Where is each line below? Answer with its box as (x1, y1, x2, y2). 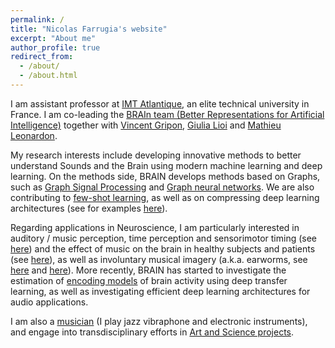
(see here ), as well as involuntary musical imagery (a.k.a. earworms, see (10, 253, 308, 265)
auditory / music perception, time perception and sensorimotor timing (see (10, 232, 317, 244)
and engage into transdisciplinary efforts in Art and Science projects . (10, 326, 295, 338)
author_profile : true (10, 42, 101, 53)
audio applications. (10, 296, 89, 308)
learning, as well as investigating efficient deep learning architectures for (10, 285, 311, 297)
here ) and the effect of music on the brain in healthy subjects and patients (10, 242, 316, 255)
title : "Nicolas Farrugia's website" (10, 24, 168, 34)
